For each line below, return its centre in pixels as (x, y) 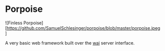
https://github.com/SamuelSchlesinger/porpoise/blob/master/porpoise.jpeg (83, 28)
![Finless (14, 23)
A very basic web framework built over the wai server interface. (70, 43)
